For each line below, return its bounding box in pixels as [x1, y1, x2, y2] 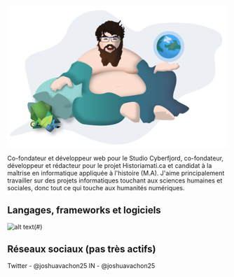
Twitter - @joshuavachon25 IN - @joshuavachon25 [7, 261, 156, 270]
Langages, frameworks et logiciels [7, 204, 161, 216]
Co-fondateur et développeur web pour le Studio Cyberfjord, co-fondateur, [7, 154, 224, 162]
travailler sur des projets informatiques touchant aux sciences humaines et [7, 176, 223, 185]
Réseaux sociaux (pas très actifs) [7, 243, 156, 255]
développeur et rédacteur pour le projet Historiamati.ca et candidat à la [7, 162, 212, 170]
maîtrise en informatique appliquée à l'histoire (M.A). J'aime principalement [7, 169, 225, 178]
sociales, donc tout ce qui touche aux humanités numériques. [7, 184, 185, 192]
